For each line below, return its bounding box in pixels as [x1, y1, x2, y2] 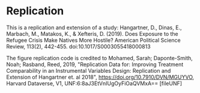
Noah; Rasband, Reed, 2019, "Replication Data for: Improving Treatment [6, 61, 184, 68]
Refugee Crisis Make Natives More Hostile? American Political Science [6, 36, 181, 44]
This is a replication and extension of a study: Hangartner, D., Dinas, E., [6, 24, 182, 31]
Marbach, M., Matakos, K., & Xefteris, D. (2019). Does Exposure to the [6, 30, 178, 37]
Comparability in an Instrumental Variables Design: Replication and [6, 67, 171, 74]
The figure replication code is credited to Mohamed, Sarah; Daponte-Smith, [6, 54, 193, 61]
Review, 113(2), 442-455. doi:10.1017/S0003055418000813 [6, 43, 151, 50]
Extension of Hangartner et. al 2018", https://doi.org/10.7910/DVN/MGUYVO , [6, 73, 195, 80]
